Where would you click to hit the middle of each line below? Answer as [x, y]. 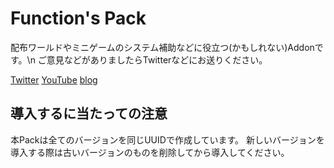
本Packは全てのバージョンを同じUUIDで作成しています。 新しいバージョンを [167, 139]
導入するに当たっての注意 [89, 113]
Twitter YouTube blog [54, 79]
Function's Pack [78, 18]
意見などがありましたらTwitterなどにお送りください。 [157, 59]
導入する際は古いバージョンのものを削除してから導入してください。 [150, 152]
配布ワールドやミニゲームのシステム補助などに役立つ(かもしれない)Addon [162, 47]
